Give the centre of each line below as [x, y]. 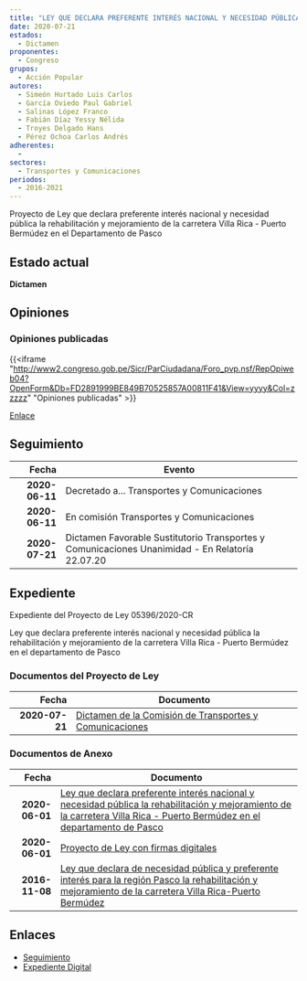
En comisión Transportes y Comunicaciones [160, 517]
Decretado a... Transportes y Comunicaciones [164, 491]
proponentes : [34, 52]
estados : [26, 35]
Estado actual [49, 262]
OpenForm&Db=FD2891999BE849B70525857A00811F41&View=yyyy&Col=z [152, 388]
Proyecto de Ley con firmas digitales [138, 848]
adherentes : [32, 145]
